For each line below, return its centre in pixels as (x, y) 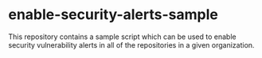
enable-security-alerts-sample (113, 15)
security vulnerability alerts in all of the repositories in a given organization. (131, 44)
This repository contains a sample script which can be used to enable (122, 37)
